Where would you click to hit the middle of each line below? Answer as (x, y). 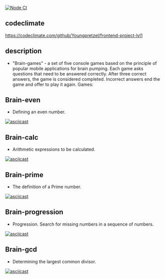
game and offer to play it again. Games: (53, 84)
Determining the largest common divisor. (54, 262)
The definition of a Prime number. (47, 187)
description (23, 51)
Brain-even (23, 100)
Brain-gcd (21, 250)
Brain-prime (24, 175)
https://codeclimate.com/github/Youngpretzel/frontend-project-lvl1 (74, 35)
